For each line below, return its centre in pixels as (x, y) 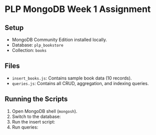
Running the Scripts (36, 99)
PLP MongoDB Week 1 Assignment (78, 9)
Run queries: (25, 127)
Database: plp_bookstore (37, 45)
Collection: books (29, 50)
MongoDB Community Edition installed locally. (59, 39)
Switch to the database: (36, 116)
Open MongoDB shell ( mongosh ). (44, 111)
